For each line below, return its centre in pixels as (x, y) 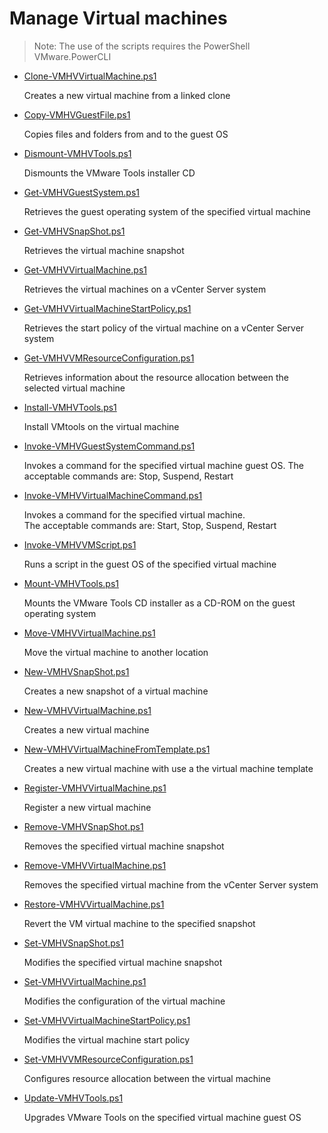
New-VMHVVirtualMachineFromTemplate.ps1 (117, 749)
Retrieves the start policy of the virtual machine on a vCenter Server (164, 328)
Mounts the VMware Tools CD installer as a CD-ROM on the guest (159, 603)
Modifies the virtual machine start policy (107, 1039)
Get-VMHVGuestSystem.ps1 (81, 192)
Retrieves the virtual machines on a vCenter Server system (145, 289)
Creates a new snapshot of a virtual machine (116, 691)
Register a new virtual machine (87, 807)
